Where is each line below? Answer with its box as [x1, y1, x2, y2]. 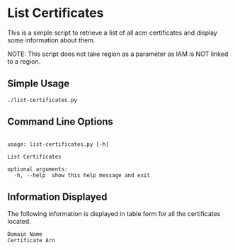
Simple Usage [7, 78, 70, 90]
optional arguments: [7, 165, 69, 173]
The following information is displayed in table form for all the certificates [7, 210, 221, 218]
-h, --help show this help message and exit [13, 171, 151, 178]
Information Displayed [7, 191, 108, 203]
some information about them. [7, 35, 96, 44]
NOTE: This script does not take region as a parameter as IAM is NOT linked [7, 50, 229, 58]
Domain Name [7, 231, 42, 238]
